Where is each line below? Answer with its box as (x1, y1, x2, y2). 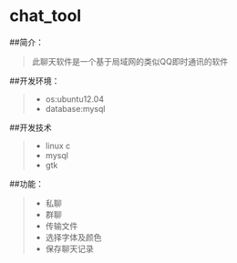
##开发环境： (9, 75, 60, 86)
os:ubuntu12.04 (45, 93, 105, 105)
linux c (45, 140, 71, 151)
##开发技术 (9, 122, 52, 133)
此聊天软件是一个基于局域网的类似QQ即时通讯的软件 (31, 56, 229, 66)
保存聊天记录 (45, 243, 94, 254)
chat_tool (9, 5, 82, 26)
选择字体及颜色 (45, 231, 102, 242)
